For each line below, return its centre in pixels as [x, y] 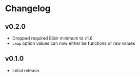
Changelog [28, 9]
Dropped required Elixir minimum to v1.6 [52, 38]
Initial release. [26, 70]
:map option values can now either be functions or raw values [73, 43]
